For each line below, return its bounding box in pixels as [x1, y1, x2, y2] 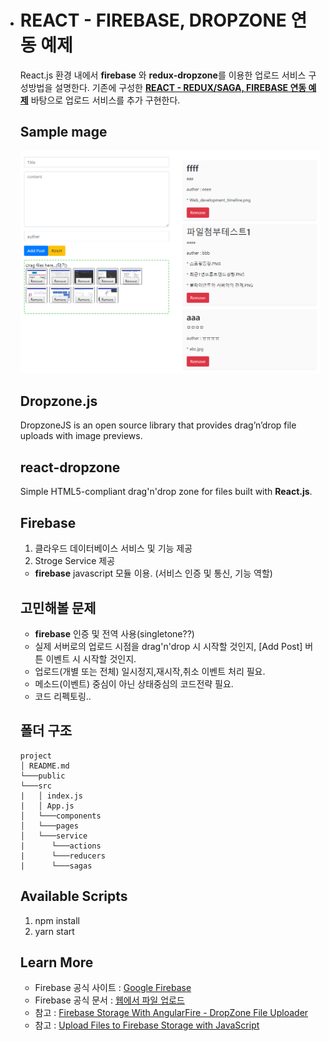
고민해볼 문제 [19, 599, 97, 616]
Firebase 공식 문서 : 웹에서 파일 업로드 [34, 994, 185, 1006]
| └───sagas [19, 861, 93, 871]
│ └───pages [19, 821, 79, 831]
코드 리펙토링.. [34, 690, 92, 702]
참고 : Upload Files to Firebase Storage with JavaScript [34, 1019, 260, 1031]
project [19, 751, 52, 761]
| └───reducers [19, 851, 106, 861]
